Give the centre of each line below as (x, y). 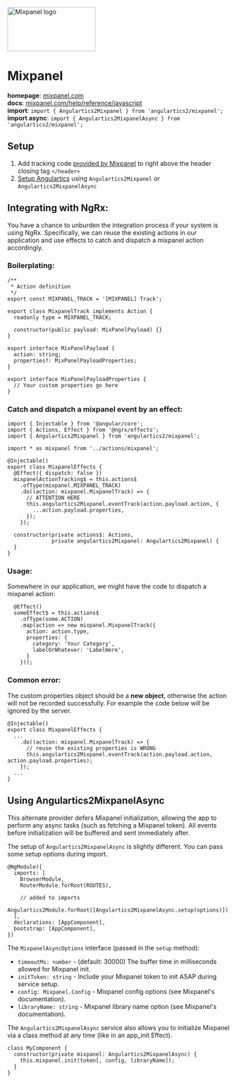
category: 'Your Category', (74, 644)
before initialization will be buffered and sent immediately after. (99, 833)
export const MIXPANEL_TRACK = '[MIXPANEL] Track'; (85, 299)
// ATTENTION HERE (53, 498)
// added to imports (50, 897)
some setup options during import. (57, 854)
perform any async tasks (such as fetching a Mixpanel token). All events (112, 825)
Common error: (34, 680)
